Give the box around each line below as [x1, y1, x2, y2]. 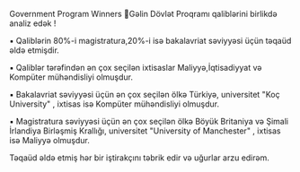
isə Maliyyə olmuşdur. [9, 135, 90, 145]
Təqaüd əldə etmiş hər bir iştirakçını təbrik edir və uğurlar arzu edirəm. [9, 152, 269, 163]
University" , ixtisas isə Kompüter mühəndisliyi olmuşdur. [9, 99, 220, 109]
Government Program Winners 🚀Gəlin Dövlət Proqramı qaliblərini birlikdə [9, 9, 278, 19]
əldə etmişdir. [9, 45, 60, 56]
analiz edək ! [9, 18, 57, 29]
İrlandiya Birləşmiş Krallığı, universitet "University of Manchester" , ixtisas [9, 125, 281, 136]
